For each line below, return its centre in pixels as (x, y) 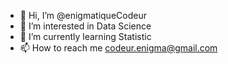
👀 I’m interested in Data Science (85, 26)
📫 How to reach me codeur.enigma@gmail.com (118, 48)
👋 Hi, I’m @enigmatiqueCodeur (83, 15)
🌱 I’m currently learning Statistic (85, 36)
